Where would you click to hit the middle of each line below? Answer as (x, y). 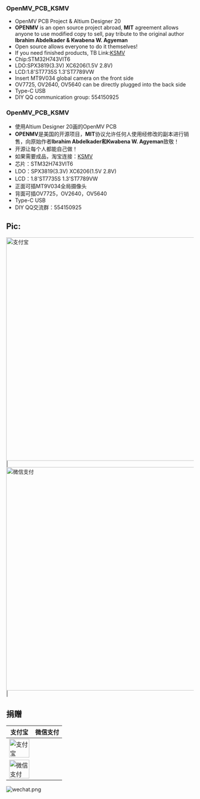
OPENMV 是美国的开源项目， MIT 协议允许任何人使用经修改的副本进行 (99, 134)
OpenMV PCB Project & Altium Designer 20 (68, 21)
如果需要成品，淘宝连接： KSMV (54, 156)
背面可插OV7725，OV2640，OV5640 (61, 193)
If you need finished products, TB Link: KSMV (70, 53)
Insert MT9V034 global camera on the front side (74, 78)
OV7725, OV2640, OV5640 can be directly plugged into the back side (100, 85)
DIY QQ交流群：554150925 (48, 207)
